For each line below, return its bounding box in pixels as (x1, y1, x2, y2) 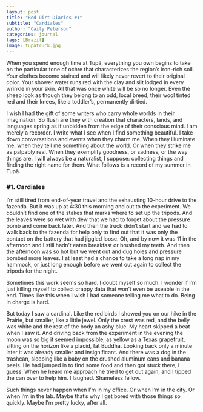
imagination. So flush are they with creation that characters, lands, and (6, 116, 183, 123)
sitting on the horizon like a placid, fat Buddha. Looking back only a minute (6, 342, 193, 350)
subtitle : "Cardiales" (6, 20, 64, 26)
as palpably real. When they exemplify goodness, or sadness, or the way (6, 148, 188, 155)
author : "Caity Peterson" (6, 25, 72, 32)
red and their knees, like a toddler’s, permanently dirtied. (6, 98, 147, 105)
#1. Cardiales (6, 182, 45, 191)
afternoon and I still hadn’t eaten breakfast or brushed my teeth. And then (6, 242, 190, 249)
